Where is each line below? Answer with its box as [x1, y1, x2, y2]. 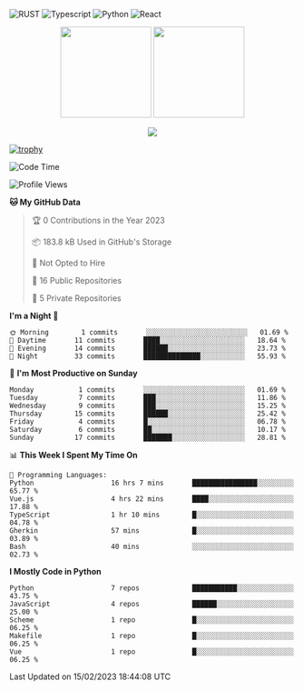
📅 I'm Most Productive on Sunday [9, 368, 138, 378]
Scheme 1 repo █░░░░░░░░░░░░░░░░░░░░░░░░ [9, 616, 295, 625]
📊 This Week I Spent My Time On [9, 450, 138, 460]
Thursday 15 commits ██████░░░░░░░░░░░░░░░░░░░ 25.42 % [9, 409, 286, 418]
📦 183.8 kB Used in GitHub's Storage [31, 236, 172, 247]
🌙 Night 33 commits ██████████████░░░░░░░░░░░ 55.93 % [9, 352, 286, 361]
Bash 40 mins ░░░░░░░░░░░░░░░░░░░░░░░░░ [9, 542, 295, 551]
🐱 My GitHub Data [9, 196, 82, 207]
